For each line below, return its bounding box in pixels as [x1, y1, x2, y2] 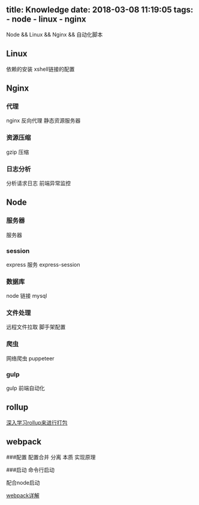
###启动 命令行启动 [6, 466, 55, 473]
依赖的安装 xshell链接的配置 [6, 65, 75, 73]
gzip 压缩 [6, 148, 29, 156]
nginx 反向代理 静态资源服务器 [6, 117, 81, 124]
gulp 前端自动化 [6, 384, 45, 392]
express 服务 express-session [6, 261, 80, 268]
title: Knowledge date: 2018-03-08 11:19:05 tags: [6, 5, 194, 15]
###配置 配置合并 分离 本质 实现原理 [6, 453, 96, 461]
